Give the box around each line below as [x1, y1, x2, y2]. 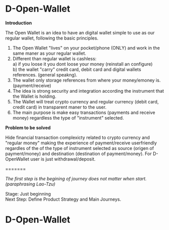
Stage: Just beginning [5, 190, 51, 197]
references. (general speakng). [12, 71, 77, 78]
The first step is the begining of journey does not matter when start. [5, 175, 147, 181]
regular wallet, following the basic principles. [5, 35, 99, 41]
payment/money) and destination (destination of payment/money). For [5, 150, 152, 157]
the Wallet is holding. [12, 93, 57, 99]
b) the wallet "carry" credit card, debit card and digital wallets [12, 66, 142, 72]
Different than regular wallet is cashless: [12, 55, 97, 61]
